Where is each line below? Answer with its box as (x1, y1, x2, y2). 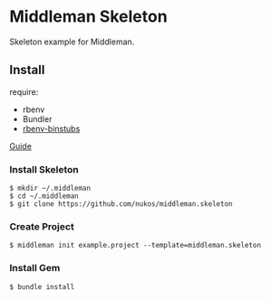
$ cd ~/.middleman (9, 192, 79, 201)
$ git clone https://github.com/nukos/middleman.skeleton (9, 200, 233, 209)
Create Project (9, 220, 74, 232)
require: (9, 86, 39, 97)
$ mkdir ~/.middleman (9, 183, 92, 193)
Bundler (22, 113, 53, 124)
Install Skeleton (9, 163, 80, 175)
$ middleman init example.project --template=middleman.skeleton (9, 241, 261, 250)
